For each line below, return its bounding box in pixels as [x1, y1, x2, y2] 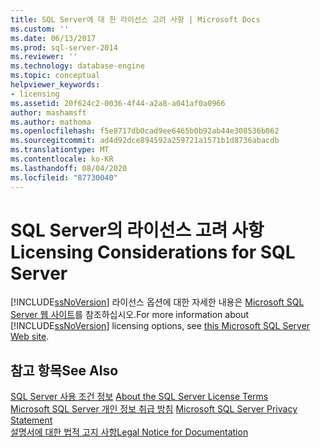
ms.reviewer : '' [10, 52, 78, 62]
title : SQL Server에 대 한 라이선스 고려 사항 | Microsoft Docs [10, 14, 261, 25]
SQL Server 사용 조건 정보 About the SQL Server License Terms [10, 391, 269, 403]
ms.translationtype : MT [10, 145, 110, 155]
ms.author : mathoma [10, 117, 92, 127]
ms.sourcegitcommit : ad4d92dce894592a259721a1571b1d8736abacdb [10, 136, 280, 146]
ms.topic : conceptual [10, 71, 101, 81]
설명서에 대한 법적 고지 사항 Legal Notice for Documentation [10, 426, 249, 438]
